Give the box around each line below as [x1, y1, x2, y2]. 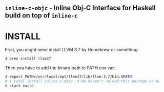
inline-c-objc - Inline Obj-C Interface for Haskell [5, 4, 156, 12]
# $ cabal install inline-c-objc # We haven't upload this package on [5, 79, 154, 84]
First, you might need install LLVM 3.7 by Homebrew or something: [5, 47, 139, 53]
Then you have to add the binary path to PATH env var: [5, 65, 116, 71]
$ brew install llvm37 [5, 56, 51, 61]
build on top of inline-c [5, 12, 78, 20]
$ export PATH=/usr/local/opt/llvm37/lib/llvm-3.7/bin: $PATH [5, 75, 132, 79]
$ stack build [5, 83, 34, 88]
